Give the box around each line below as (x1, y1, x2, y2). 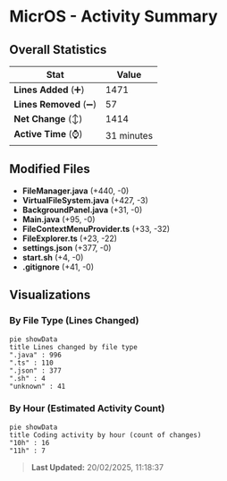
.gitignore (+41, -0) (21, 262, 95, 272)
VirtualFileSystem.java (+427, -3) (21, 194, 149, 205)
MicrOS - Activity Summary (9, 6, 218, 27)
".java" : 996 (9, 350, 63, 359)
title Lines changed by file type (9, 342, 139, 351)
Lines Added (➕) (13, 83, 85, 96)
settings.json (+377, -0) (21, 242, 112, 253)
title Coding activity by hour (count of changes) (9, 430, 202, 440)
